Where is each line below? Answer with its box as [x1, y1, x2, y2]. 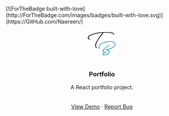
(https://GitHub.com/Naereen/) [5, 18, 84, 25]
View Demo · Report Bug [71, 103, 133, 111]
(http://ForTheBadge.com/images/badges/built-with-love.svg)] [5, 12, 164, 19]
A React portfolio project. [70, 84, 134, 91]
